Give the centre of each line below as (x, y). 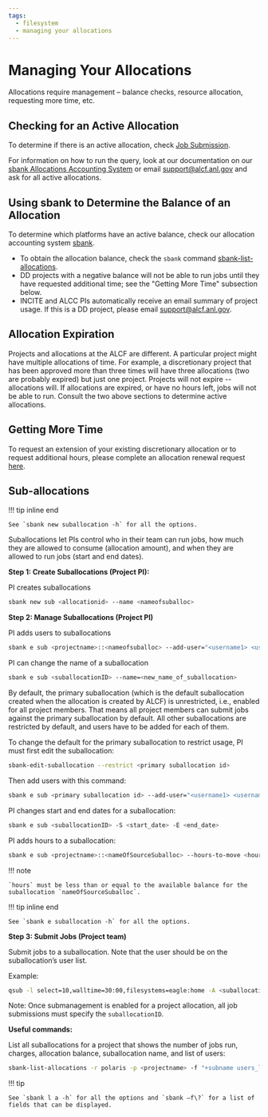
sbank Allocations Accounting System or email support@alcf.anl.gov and (128, 169)
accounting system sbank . (51, 242)
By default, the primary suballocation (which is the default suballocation (126, 693)
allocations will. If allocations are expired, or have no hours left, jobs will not (132, 388)
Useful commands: (41, 1030)
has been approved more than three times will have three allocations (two (129, 370)
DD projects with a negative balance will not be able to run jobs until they (140, 275)
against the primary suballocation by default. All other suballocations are (128, 718)
